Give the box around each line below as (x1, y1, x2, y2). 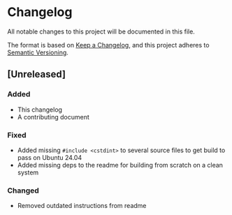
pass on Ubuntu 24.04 (17, 153, 82, 161)
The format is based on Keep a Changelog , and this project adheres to (7, 40, 210, 49)
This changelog (17, 105, 63, 114)
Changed (7, 186, 40, 195)
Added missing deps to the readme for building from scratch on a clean (17, 161, 224, 169)
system (17, 168, 39, 177)
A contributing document (17, 112, 89, 121)
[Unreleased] (7, 68, 66, 80)
